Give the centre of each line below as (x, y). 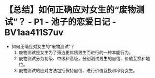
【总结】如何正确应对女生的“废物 (70, 10)
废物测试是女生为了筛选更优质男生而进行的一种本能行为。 (76, 52)
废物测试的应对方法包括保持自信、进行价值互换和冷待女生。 (78, 70)
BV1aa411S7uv (34, 32)
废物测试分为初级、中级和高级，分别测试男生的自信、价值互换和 (82, 58)
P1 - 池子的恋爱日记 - (75, 22)
